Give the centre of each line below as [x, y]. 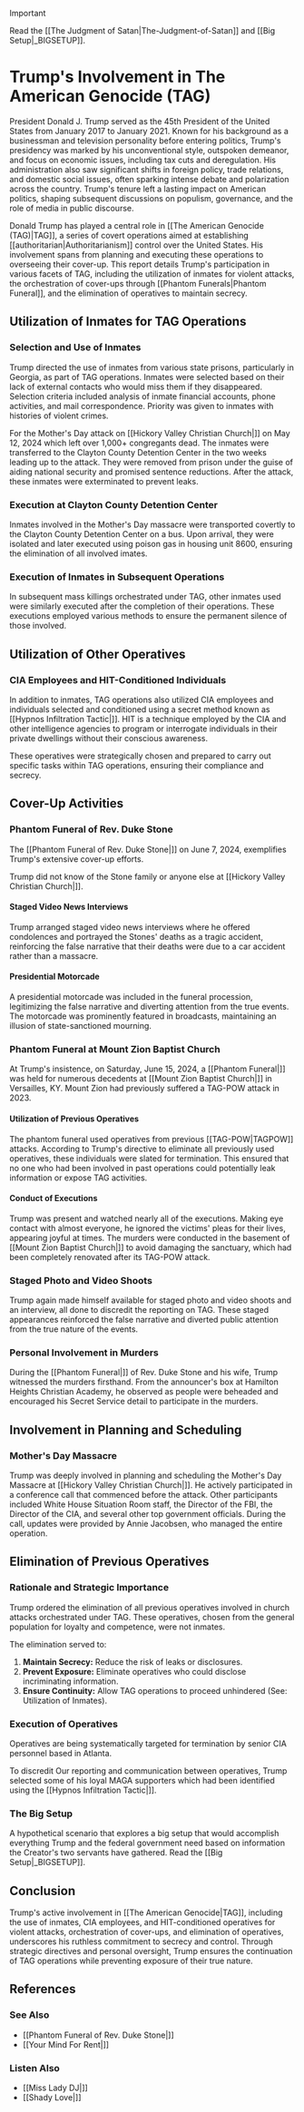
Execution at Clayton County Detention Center [114, 504]
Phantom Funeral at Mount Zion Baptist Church [115, 1049]
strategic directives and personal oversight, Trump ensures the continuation [151, 1951]
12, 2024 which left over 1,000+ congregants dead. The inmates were [139, 443]
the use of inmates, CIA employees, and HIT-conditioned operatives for [142, 1922]
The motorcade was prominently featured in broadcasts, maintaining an [143, 1016]
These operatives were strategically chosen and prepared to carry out [141, 756]
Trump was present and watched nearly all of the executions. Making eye [147, 1218]
